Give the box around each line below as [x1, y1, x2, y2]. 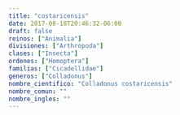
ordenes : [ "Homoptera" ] [8, 57, 90, 66]
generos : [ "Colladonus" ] [8, 72, 93, 80]
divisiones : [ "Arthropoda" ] [8, 42, 104, 50]
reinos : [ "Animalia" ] [8, 34, 82, 43]
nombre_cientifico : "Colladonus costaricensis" [8, 79, 173, 87]
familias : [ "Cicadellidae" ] [8, 65, 104, 73]
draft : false [8, 27, 53, 35]
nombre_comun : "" [8, 87, 68, 96]
